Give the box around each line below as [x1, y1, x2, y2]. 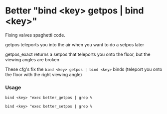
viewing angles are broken [5, 56, 60, 62]
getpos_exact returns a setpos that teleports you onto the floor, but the [5, 51, 151, 57]
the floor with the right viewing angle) [5, 71, 82, 77]
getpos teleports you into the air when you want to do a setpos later [5, 41, 145, 47]
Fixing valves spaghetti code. [5, 32, 66, 38]
